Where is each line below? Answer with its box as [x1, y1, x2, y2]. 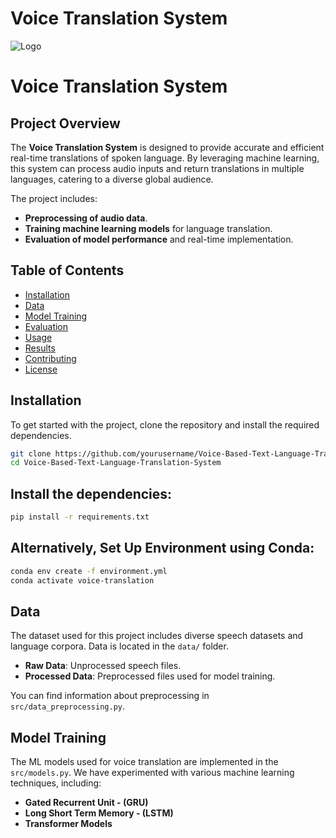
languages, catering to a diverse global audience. [10, 173, 214, 185]
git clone [10, 448, 52, 459]
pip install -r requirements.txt [10, 512, 150, 522]
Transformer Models [24, 818, 113, 830]
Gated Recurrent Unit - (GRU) [24, 797, 149, 809]
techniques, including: [10, 777, 102, 789]
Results [24, 342, 56, 354]
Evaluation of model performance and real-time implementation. [24, 233, 294, 245]
